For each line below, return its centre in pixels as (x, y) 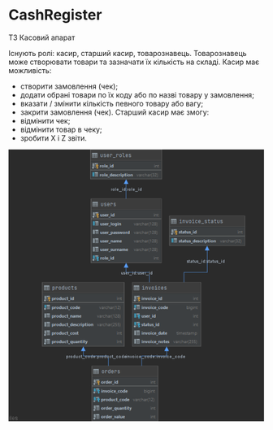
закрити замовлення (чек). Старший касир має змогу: (115, 112)
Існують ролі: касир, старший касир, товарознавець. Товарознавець (128, 53)
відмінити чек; (45, 120)
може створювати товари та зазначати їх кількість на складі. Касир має (134, 62)
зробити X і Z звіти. (54, 138)
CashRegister (55, 15)
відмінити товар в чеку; (61, 129)
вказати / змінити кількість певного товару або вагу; (112, 103)
